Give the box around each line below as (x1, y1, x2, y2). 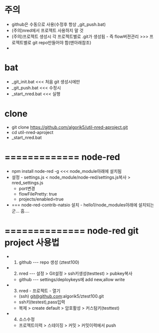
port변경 (18, 185, 35, 191)
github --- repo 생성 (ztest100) (18, 259, 79, 265)
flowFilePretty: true (18, 191, 57, 197)
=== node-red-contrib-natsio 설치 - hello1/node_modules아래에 (11, 202, 138, 208)
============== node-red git (4, 225, 139, 236)
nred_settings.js (11, 180, 44, 185)
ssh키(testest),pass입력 (18, 299, 65, 305)
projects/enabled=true (18, 196, 64, 202)
